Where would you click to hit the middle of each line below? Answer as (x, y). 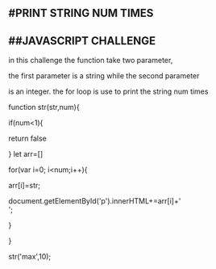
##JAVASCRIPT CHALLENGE (82, 41)
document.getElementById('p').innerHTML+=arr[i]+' (95, 201)
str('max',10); (30, 257)
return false (27, 139)
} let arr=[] (26, 154)
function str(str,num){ (44, 107)
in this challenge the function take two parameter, (91, 61)
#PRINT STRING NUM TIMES (81, 13)
